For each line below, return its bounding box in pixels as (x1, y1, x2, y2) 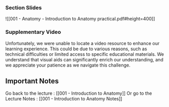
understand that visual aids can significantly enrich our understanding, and (5, 56, 164, 62)
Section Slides (5, 4, 42, 11)
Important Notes (5, 76, 59, 85)
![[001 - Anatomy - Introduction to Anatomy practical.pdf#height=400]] (5, 16, 155, 22)
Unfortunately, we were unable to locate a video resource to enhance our (5, 40, 160, 46)
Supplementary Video (5, 29, 61, 36)
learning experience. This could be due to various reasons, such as (5, 46, 147, 52)
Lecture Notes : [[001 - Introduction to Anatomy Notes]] (5, 96, 122, 102)
